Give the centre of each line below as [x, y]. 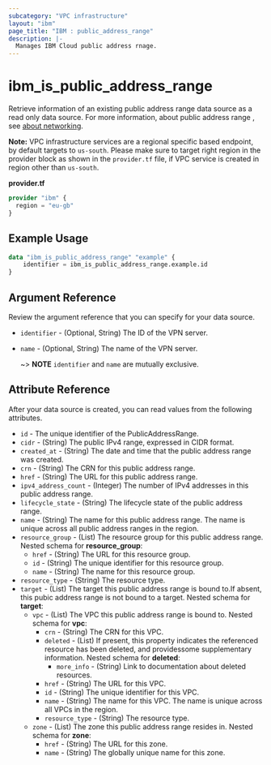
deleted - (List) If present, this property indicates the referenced [151, 640]
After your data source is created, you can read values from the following [130, 409]
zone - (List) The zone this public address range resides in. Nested [142, 726]
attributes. [25, 418]
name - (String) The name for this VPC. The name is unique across [153, 701]
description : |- [36, 39]
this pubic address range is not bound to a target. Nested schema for [135, 597]
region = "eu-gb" [45, 205]
